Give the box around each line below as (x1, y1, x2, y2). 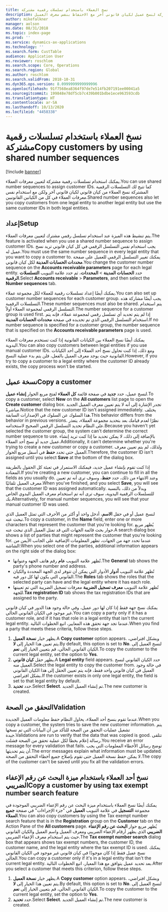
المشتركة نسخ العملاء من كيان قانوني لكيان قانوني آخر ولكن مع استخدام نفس (5, 189, 149, 195)
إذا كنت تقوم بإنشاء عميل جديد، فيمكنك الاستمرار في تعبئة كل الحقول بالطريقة (5, 464, 150, 470)
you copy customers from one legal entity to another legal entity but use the (5, 199, 162, 205)
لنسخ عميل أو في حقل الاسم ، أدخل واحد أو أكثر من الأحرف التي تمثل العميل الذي (5, 511, 155, 517)
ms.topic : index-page (5, 30, 51, 35)
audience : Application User (5, 53, 64, 59)
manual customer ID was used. (5, 501, 69, 507)
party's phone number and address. (12, 563, 87, 569)
